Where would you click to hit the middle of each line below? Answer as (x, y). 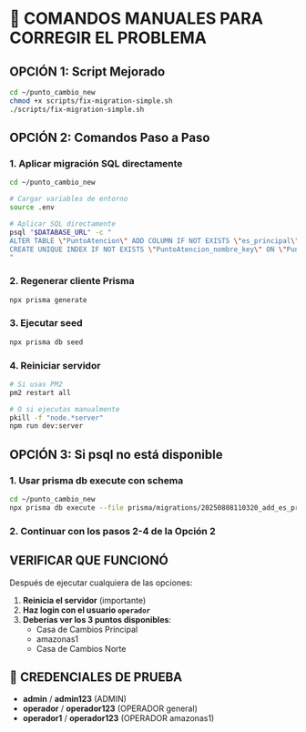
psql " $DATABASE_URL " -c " (61, 232)
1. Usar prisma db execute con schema (97, 480)
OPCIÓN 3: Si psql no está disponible (116, 454)
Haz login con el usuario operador (87, 610)
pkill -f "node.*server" (56, 418)
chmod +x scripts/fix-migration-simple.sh (91, 101)
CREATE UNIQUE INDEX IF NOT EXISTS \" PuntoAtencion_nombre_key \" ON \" (148, 249)
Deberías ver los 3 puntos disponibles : (97, 619)
